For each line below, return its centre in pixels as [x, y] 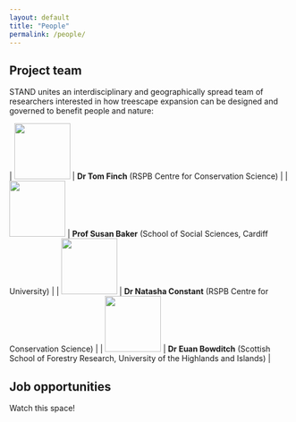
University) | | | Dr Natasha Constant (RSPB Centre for [139, 291]
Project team [46, 70]
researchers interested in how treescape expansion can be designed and [144, 101]
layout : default [39, 17]
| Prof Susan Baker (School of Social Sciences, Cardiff [167, 234]
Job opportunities [60, 387]
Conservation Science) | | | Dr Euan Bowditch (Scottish [140, 349]
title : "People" [39, 26]
